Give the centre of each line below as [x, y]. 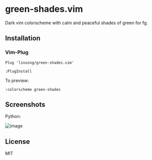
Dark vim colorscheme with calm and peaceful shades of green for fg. [76, 23]
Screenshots [25, 105]
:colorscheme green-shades [33, 89]
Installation [23, 38]
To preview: [17, 80]
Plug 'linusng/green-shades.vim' [40, 63]
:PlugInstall [19, 71]
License [18, 141]
